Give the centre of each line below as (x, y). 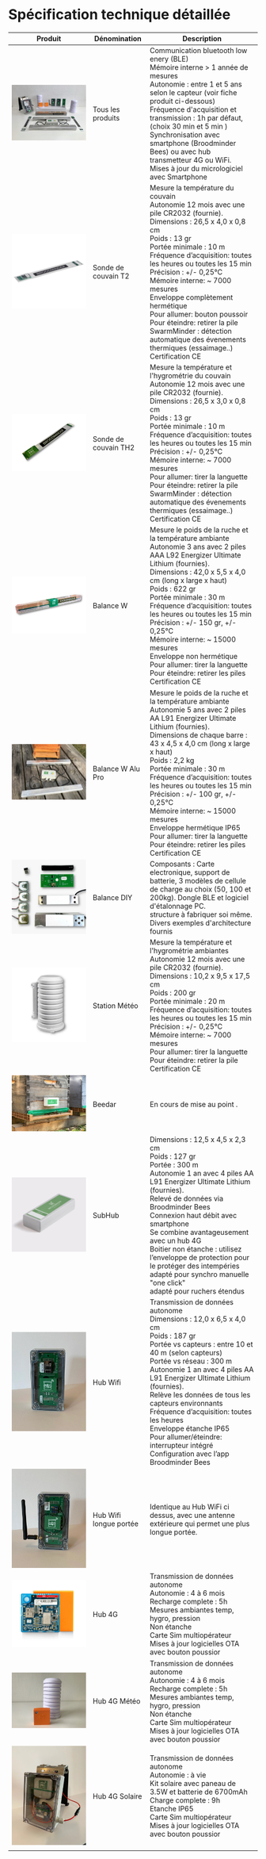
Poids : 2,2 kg (172, 760)
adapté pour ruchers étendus (198, 1291)
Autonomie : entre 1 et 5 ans (196, 84)
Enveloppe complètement (192, 297)
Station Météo (115, 1006)
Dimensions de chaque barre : (199, 734)
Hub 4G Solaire (117, 1796)
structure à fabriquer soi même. (201, 914)
